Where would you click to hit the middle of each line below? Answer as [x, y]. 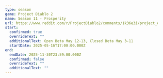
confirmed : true [26, 32]
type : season [18, 9]
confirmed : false [27, 59]
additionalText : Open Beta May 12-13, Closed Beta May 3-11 [71, 41]
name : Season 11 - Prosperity [36, 18]
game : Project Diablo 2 [29, 14]
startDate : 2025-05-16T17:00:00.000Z [48, 46]
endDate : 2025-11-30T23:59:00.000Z [45, 55]
